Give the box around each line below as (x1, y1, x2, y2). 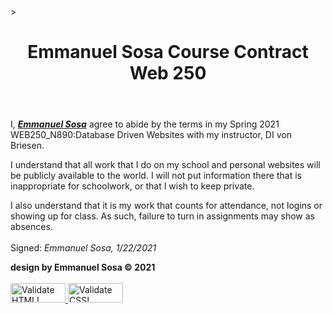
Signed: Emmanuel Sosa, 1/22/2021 (10, 242, 157, 254)
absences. (10, 221, 53, 233)
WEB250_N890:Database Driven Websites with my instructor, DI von (10, 129, 292, 141)
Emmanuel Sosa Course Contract (27, 41, 309, 64)
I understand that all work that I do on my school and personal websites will (10, 159, 321, 171)
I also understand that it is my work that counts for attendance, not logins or (10, 200, 323, 212)
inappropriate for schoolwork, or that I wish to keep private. (10, 180, 255, 192)
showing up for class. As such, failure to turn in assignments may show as (10, 210, 316, 222)
